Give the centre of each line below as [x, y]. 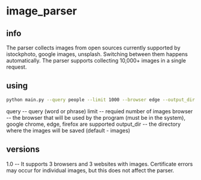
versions [23, 150]
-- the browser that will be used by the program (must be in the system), [96, 117]
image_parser [42, 11]
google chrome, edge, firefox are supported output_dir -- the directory [94, 124]
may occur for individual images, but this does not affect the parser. [90, 170]
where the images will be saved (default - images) [68, 130]
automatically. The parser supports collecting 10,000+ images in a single [96, 61]
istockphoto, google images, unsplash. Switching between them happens [97, 54]
